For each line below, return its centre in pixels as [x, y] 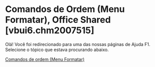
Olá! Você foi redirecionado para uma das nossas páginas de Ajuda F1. [78, 44]
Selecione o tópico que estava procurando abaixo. [57, 49]
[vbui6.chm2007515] [50, 30]
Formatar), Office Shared [58, 20]
